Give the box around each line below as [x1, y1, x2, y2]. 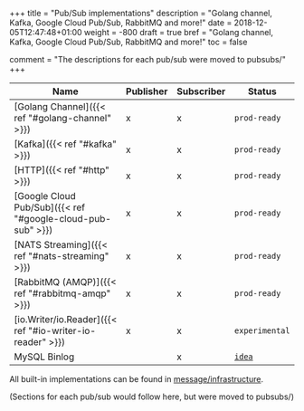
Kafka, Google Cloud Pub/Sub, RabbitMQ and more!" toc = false [9, 36, 248, 47]
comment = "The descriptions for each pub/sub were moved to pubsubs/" [9, 54, 287, 64]
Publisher [125, 85, 168, 98]
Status [247, 85, 278, 98]
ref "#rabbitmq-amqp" [14, 287, 111, 300]
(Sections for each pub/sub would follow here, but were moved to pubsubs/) [9, 391, 294, 402]
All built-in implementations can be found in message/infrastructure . [9, 374, 264, 384]
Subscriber [176, 85, 226, 98]
